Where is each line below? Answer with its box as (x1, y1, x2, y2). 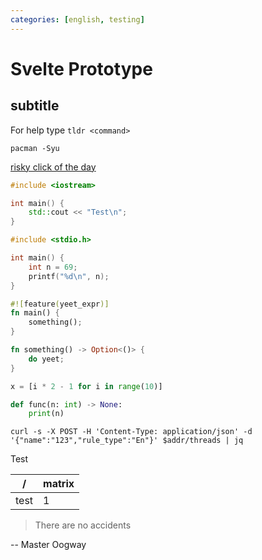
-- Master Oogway (10, 539, 87, 551)
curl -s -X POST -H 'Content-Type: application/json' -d (10, 427, 253, 437)
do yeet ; (28, 354, 65, 364)
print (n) (28, 409, 65, 419)
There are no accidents (34, 519, 132, 531)
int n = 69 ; (28, 262, 78, 272)
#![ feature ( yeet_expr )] (10, 299, 110, 309)
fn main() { (10, 308, 60, 318)
